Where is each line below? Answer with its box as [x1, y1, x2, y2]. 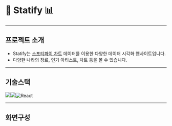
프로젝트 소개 [5, 36, 45, 44]
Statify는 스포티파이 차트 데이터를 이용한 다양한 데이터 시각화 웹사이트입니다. [12, 50, 166, 57]
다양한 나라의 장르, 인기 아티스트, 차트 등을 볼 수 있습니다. [12, 57, 127, 63]
